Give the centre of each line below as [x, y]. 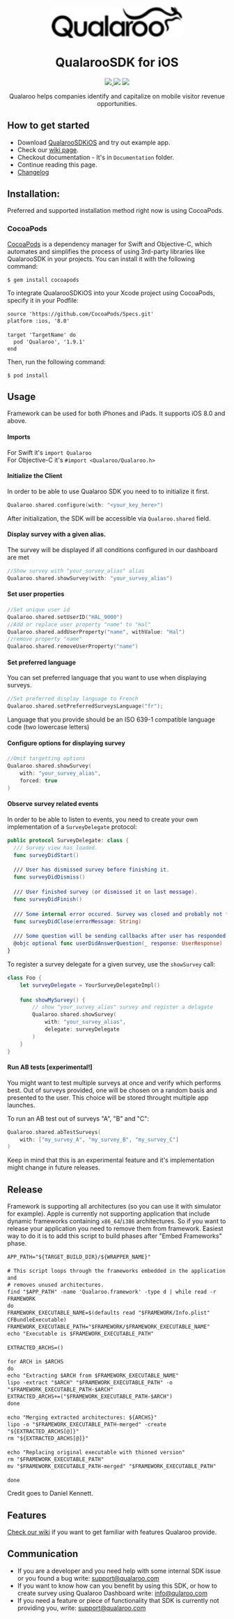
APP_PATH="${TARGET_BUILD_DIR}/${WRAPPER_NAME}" [79, 1257]
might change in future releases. [54, 1167]
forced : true [39, 781]
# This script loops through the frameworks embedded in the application [117, 1271]
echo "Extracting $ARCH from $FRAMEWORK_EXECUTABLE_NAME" [93, 1376]
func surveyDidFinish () [48, 899]
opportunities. [117, 103]
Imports [19, 437]
